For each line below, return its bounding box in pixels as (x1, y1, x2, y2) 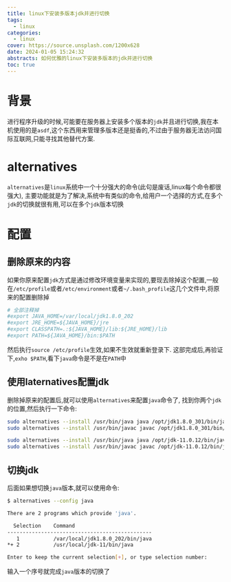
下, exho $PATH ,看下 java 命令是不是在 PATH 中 (7, 354, 126, 362)
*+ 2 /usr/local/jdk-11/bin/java (7, 541, 134, 548)
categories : (7, 29, 41, 37)
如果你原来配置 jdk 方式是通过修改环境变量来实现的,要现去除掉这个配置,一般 (7, 276, 219, 284)
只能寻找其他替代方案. (33, 134, 96, 143)
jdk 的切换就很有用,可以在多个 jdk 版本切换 (7, 200, 124, 208)
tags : (7, 17, 23, 23)
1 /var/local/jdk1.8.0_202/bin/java (16, 535, 153, 542)
